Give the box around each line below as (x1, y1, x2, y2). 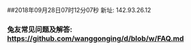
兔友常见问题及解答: (7, 25, 73, 34)
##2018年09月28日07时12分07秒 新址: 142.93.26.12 (7, 6, 151, 14)
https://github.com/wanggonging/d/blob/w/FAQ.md (7, 34, 184, 43)
